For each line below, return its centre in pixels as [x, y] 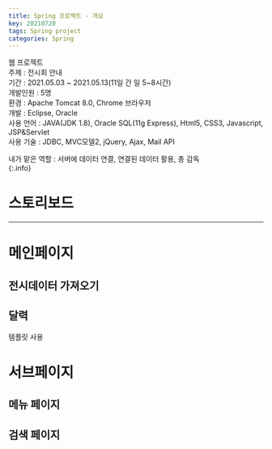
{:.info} [20, 168]
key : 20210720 [32, 23]
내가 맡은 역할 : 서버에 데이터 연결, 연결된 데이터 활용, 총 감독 [104, 159]
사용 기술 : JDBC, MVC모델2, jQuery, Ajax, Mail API [92, 142]
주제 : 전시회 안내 [36, 73]
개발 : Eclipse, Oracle [43, 113]
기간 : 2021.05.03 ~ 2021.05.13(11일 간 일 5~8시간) [90, 83]
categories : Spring [41, 38]
